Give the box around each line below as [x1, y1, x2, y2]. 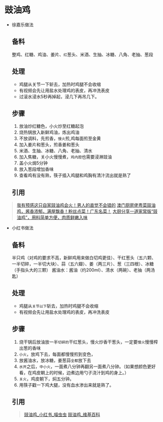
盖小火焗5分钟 [19, 160, 48, 166]
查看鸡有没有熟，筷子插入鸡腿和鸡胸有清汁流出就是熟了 [19, 173, 131, 179]
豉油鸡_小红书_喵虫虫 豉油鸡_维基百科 [24, 412, 100, 418]
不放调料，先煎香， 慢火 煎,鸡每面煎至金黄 [19, 136, 101, 142]
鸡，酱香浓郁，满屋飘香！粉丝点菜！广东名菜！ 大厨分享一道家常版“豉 [16, 209, 158, 214]
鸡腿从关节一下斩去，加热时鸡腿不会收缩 [19, 81, 101, 87]
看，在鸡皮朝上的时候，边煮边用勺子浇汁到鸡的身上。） [19, 369, 129, 375]
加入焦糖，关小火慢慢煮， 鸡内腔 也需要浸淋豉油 [19, 154, 112, 160]
